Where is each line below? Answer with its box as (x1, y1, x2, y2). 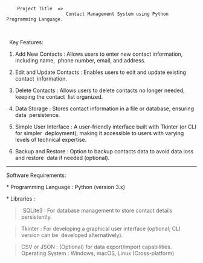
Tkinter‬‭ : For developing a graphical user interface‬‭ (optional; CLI (21, 225, 181, 232)
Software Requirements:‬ (6, 171, 66, 179)
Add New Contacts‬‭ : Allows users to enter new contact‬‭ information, (14, 50, 183, 58)
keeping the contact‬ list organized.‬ (14, 93, 103, 100)
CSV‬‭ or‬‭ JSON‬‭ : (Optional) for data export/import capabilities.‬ (21, 243, 172, 250)
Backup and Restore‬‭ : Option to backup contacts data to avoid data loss (14, 148, 194, 155)
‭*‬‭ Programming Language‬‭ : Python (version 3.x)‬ (6, 184, 126, 190)
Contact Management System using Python (65, 11, 169, 17)
